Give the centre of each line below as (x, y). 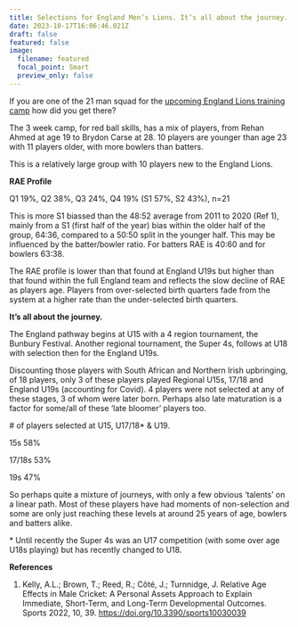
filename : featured (53, 59)
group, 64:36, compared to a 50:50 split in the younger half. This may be (142, 235)
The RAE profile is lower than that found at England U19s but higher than (141, 271)
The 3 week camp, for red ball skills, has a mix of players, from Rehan (137, 128)
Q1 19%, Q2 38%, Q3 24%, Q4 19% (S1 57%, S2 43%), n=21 (120, 198)
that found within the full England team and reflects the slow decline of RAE (148, 280)
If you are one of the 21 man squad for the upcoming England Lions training (147, 101)
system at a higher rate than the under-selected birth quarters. (124, 299)
